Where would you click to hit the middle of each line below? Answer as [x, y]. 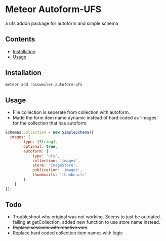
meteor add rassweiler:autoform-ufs [44, 85]
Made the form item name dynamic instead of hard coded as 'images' [85, 118]
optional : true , [40, 146]
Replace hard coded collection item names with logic [68, 233]
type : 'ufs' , [46, 156]
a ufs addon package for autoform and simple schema [62, 23]
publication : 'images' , [57, 170]
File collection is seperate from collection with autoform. [71, 112]
